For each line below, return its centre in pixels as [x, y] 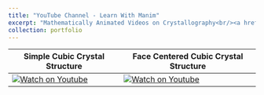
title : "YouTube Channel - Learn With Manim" [84, 15]
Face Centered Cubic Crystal [188, 57]
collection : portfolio [45, 30]
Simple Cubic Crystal [64, 57]
